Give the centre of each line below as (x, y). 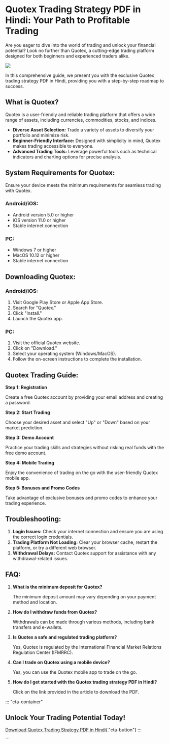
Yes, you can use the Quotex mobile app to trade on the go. (75, 672)
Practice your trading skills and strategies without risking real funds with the (85, 447)
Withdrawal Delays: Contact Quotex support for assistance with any (84, 553)
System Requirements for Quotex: (60, 173)
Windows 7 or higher (35, 250)
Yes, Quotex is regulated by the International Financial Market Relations (87, 647)
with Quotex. (19, 190)
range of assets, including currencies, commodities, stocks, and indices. (81, 120)
